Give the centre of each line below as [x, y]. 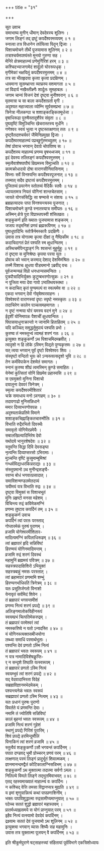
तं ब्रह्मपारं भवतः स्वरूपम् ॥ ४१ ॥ [31, 651]
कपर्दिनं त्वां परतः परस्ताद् [25, 521]
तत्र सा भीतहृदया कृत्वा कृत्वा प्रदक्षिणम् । [36, 78]
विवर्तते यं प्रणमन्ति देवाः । [25, 708]
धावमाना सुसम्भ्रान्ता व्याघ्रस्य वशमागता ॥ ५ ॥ [40, 84]
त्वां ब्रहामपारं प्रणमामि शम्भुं [25, 577]
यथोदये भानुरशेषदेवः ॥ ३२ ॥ [28, 441]
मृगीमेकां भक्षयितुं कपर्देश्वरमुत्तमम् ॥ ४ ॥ [36, 72]
